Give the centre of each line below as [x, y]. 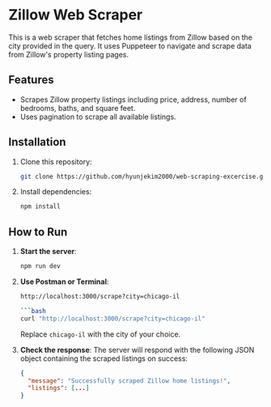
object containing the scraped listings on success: [104, 358]
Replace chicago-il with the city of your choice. [100, 334]
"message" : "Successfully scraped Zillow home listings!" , [129, 381]
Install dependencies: [56, 192]
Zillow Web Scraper [76, 15]
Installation [37, 142]
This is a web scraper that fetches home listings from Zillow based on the [131, 37]
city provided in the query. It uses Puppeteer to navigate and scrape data [130, 45]
